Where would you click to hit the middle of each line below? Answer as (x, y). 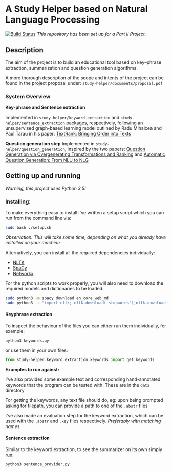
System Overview (28, 96)
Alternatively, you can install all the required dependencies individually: (80, 253)
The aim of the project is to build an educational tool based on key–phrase (83, 62)
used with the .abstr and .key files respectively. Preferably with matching (83, 421)
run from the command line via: (38, 218)
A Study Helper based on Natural (77, 9)
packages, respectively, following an (105, 123)
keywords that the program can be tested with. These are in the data (78, 385)
